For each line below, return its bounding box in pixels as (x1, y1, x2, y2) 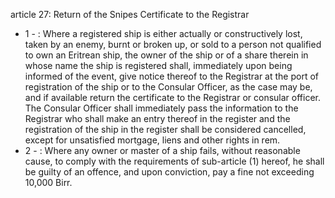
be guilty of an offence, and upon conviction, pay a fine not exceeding (24, 166, 315, 178)
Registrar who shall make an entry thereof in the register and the (24, 113, 291, 124)
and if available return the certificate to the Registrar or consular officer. (24, 92, 321, 103)
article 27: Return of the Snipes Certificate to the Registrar (10, 9, 250, 20)
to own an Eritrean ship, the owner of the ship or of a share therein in (24, 49, 309, 61)
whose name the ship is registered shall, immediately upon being (24, 60, 293, 71)
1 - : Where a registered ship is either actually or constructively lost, (24, 28, 303, 39)
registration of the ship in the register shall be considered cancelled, (24, 124, 307, 135)
